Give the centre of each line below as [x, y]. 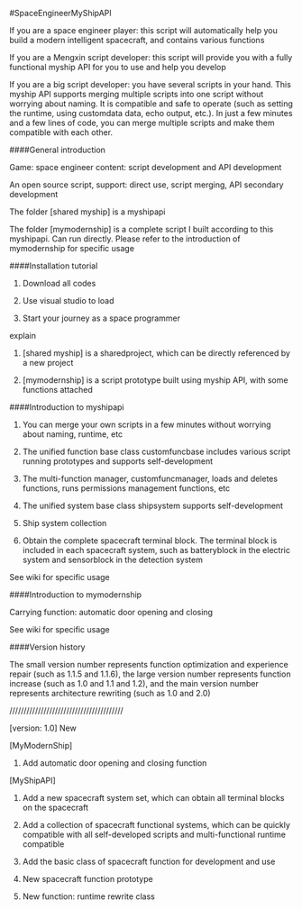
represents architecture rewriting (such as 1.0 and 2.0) [110, 693]
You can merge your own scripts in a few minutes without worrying [147, 424]
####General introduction [58, 150]
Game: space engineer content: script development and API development [146, 167]
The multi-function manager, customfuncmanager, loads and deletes [150, 478]
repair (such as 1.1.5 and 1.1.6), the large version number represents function [150, 674]
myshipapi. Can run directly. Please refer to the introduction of [125, 239]
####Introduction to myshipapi [67, 407]
